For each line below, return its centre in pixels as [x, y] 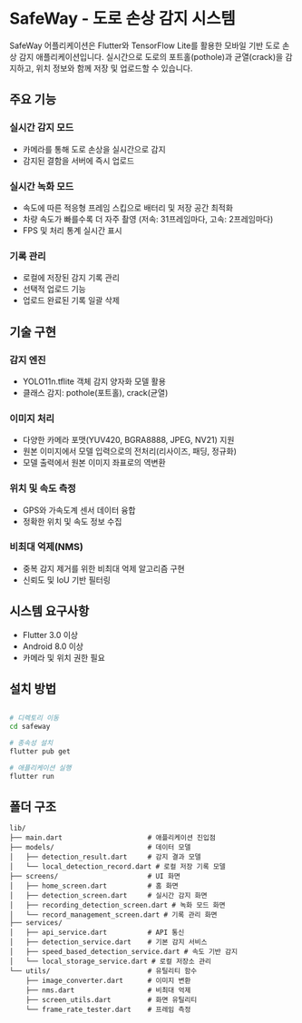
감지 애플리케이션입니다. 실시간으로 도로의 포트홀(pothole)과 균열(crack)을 [151, 56]
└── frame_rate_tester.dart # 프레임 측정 [108, 1010]
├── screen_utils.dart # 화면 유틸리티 [112, 1000]
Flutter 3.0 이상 [50, 634]
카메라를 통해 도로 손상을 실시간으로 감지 [94, 149]
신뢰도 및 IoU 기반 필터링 [67, 580]
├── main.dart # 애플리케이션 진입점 [112, 838]
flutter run [32, 776]
